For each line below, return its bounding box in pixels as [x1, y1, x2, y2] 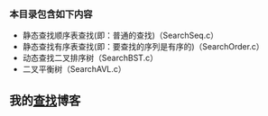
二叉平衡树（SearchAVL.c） [22, 64, 126, 75]
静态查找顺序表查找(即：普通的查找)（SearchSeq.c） [22, 30, 219, 41]
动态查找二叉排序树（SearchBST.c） [22, 52, 158, 64]
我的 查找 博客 [9, 93, 81, 108]
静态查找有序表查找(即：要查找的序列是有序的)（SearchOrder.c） [22, 41, 264, 52]
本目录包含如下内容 [9, 7, 93, 20]
